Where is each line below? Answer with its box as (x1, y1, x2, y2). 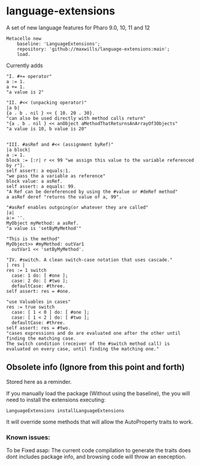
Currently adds (6, 62, 43, 69)
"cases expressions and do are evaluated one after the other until (6, 330, 181, 336)
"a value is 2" (6, 89, 44, 95)
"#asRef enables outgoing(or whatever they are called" (6, 204, 149, 210)
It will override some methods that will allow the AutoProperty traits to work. (6, 418, 193, 425)
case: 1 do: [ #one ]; (11, 273, 68, 279)
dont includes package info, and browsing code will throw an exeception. (6, 453, 187, 461)
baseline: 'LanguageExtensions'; (17, 41, 101, 47)
